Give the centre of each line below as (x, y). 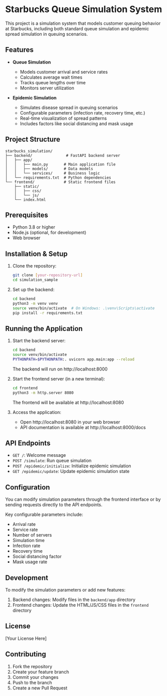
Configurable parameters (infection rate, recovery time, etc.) (82, 113)
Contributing (26, 654)
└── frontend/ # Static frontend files (60, 182)
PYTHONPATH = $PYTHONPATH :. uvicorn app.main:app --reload (73, 359)
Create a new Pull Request (40, 688)
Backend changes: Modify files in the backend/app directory (74, 600)
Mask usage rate (30, 562)
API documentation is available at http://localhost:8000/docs (83, 427)
